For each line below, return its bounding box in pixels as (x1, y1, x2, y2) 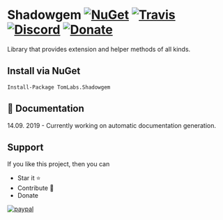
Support (7, 141, 44, 153)
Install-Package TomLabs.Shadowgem (7, 84, 111, 91)
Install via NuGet (7, 65, 81, 77)
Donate (17, 191, 39, 200)
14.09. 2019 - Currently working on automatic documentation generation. (7, 121, 217, 129)
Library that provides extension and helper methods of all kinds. (7, 45, 191, 53)
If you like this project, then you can (7, 160, 110, 168)
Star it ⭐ (17, 174, 41, 182)
